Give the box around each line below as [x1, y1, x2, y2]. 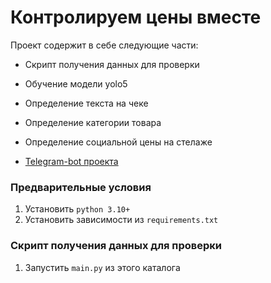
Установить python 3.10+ [24, 203, 131, 215]
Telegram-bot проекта [24, 155, 119, 167]
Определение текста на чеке [24, 97, 149, 109]
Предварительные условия [10, 180, 152, 194]
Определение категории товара [24, 116, 162, 128]
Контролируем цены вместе [10, 6, 262, 29]
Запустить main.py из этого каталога [24, 261, 181, 273]
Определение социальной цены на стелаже [24, 136, 213, 148]
